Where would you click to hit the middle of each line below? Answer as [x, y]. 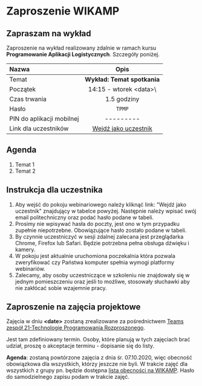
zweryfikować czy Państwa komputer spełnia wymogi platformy [94, 262]
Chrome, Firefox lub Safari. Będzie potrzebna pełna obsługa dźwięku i [102, 243]
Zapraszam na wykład [49, 34]
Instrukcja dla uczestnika [54, 190]
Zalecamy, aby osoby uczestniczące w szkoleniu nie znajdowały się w [102, 275]
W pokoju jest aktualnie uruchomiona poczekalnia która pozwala [95, 256]
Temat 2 [25, 171]
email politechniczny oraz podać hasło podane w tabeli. [84, 217]
